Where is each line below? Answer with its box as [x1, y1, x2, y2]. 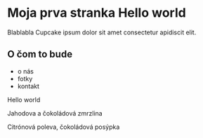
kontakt [17, 82, 40, 90]
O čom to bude [7, 48, 72, 60]
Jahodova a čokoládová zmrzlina [7, 109, 103, 117]
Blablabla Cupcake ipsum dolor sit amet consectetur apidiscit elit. [7, 28, 197, 36]
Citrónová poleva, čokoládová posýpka [7, 123, 120, 131]
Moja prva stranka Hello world [7, 5, 186, 21]
